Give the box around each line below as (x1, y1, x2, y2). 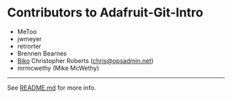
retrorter (17, 42, 41, 50)
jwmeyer (17, 34, 42, 42)
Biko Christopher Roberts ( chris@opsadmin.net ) (17, 56, 154, 64)
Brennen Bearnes (17, 49, 67, 58)
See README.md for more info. (7, 84, 97, 92)
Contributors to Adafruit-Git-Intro (7, 5, 204, 21)
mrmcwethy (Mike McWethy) (17, 64, 99, 72)
